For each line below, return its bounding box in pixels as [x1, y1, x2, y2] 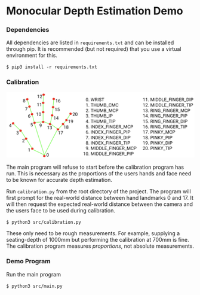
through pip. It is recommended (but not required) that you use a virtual [6, 45, 181, 53]
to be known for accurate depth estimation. [6, 176, 112, 183]
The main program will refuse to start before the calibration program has [6, 163, 184, 171]
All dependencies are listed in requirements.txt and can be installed [6, 39, 174, 46]
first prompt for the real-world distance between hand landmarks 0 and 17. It [6, 194, 194, 201]
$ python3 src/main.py [6, 283, 63, 289]
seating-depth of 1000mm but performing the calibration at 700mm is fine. [6, 236, 189, 243]
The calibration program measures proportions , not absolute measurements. [6, 242, 195, 250]
